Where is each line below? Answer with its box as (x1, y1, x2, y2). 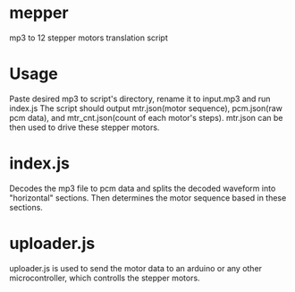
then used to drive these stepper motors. (9, 122, 160, 133)
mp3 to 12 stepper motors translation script (9, 32, 168, 43)
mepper (9, 3, 69, 23)
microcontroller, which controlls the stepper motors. (9, 272, 200, 283)
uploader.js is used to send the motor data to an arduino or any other (9, 262, 262, 273)
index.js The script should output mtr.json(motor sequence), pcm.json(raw (9, 102, 283, 114)
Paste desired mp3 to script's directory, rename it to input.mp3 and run (9, 93, 271, 104)
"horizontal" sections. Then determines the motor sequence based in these (9, 192, 287, 203)
